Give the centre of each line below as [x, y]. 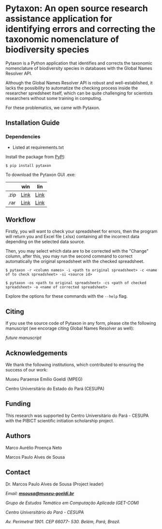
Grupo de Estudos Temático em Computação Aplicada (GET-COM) [72, 503]
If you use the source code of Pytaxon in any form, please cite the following [81, 323]
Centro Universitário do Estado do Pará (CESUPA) [55, 389]
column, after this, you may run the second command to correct [69, 256]
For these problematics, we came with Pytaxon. [53, 108]
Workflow [21, 220]
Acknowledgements [37, 353]
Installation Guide [33, 123]
